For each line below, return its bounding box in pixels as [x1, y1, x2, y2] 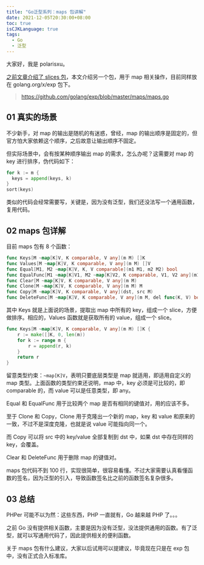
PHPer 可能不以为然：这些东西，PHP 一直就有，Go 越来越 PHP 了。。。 [6, 511, 181, 518]
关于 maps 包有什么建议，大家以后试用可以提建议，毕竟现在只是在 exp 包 [6, 544, 189, 552]
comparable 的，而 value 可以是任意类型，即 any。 [6, 387, 134, 394]
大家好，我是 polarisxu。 [6, 60, 69, 68]
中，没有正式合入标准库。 [6, 552, 70, 560]
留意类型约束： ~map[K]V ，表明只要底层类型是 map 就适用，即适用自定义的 [6, 372, 191, 379]
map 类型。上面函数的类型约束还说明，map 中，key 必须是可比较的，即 [6, 380, 185, 387]
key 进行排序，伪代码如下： [6, 158, 76, 165]
